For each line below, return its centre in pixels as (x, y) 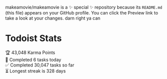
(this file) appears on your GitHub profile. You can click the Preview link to (82, 13)
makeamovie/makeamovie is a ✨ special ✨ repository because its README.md (84, 7)
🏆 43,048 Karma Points (30, 52)
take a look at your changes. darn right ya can (53, 18)
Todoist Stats (33, 38)
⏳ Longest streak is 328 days (36, 71)
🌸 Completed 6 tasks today (33, 59)
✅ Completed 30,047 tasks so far (40, 65)
